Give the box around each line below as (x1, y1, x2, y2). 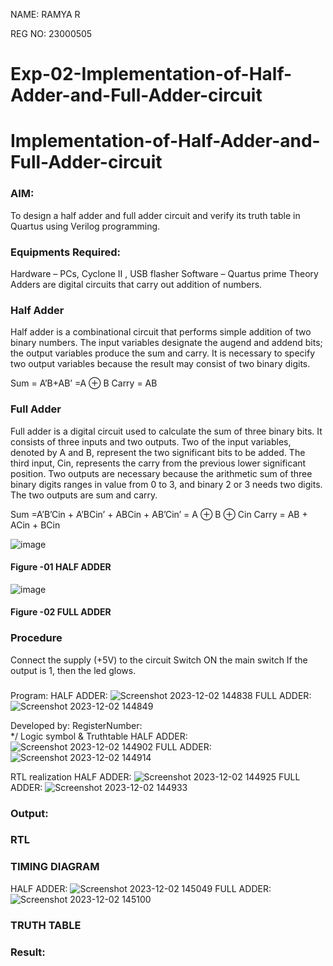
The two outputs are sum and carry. (10, 489, 158, 501)
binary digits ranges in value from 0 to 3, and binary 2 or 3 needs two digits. (10, 478, 323, 490)
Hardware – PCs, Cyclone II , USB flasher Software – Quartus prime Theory (10, 267, 319, 279)
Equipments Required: (10, 245, 121, 259)
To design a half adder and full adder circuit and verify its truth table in (10, 209, 301, 221)
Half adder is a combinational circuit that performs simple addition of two (10, 326, 312, 338)
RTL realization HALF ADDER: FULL (10, 770, 301, 783)
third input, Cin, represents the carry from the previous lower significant (10, 457, 307, 469)
